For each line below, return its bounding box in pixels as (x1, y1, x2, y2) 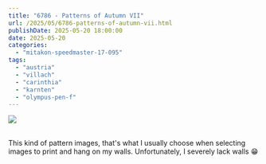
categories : (8, 41, 48, 49)
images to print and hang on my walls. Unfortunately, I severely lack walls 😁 (8, 146, 259, 156)
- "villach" (15, 71, 56, 79)
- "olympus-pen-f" (15, 93, 77, 101)
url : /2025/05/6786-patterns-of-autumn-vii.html (8, 19, 173, 27)
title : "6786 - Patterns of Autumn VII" (8, 11, 145, 20)
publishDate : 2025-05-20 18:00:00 (8, 26, 123, 34)
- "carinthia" (15, 78, 62, 86)
